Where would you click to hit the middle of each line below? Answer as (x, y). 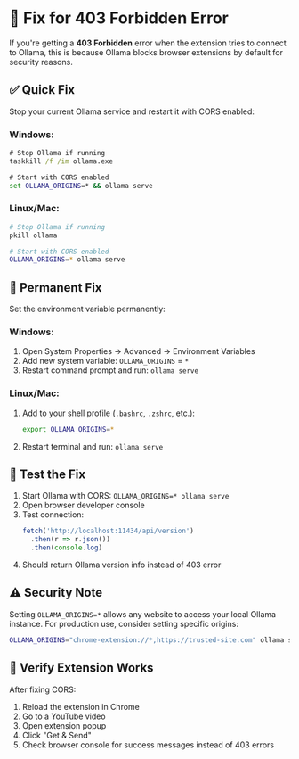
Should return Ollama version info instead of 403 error (121, 565)
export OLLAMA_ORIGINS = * (68, 429)
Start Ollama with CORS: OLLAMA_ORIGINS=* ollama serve (125, 496)
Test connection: (53, 515)
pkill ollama (33, 235)
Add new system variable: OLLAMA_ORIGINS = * (105, 361)
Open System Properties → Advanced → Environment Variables (138, 351)
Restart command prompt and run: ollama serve (110, 370)
